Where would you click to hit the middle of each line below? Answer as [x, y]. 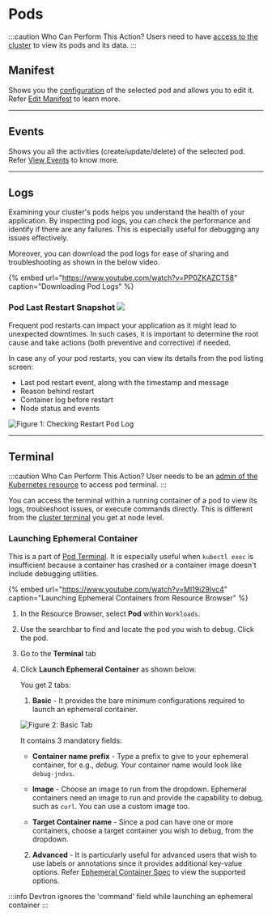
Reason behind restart [57, 391]
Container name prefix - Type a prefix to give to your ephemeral [140, 756]
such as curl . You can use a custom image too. [111, 806]
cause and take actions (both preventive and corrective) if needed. [120, 342]
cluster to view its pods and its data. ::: [73, 45]
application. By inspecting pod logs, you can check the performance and [130, 221]
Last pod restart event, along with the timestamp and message [124, 382]
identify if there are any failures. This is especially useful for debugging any [134, 229]
